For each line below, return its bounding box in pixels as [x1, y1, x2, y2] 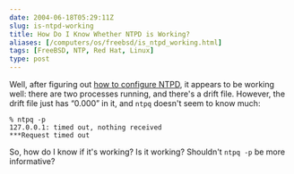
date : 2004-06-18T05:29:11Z [9, 12, 115, 22]
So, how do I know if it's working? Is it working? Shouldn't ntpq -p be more [9, 146, 285, 157]
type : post [9, 54, 50, 63]
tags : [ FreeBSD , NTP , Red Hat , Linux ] [9, 46, 154, 55]
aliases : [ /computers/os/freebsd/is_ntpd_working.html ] [9, 37, 222, 47]
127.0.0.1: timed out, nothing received [9, 123, 163, 132]
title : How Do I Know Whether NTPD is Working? [9, 29, 191, 38]
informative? [9, 156, 56, 166]
